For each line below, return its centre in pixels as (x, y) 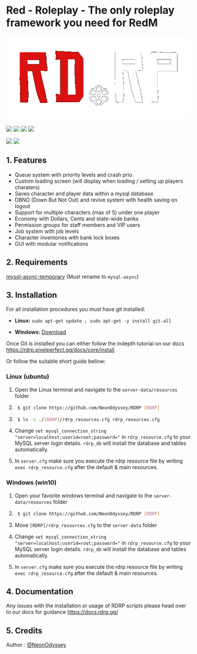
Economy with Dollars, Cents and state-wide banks (77, 219)
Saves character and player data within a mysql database (84, 193)
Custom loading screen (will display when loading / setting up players (99, 181)
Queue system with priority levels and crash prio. (74, 174)
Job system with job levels (47, 231)
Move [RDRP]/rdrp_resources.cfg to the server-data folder (86, 525)
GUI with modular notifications (51, 243)
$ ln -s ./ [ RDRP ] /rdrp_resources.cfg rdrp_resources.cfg (89, 419)
